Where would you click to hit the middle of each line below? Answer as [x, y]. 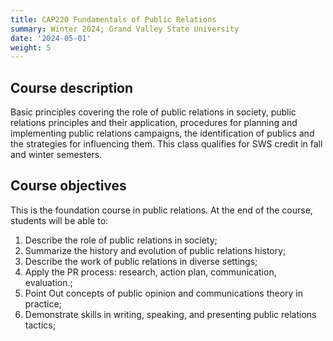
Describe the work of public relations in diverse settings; [141, 261]
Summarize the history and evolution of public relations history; [155, 250]
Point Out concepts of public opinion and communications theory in [164, 293]
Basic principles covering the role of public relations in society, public [153, 112]
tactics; [40, 325]
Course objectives [68, 186]
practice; [43, 303]
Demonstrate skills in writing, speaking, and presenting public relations [170, 314]
